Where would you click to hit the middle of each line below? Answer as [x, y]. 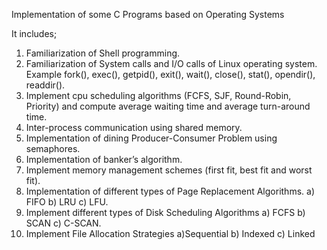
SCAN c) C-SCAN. [63, 223]
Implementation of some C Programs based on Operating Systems [148, 14]
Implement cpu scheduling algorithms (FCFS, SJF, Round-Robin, [158, 95]
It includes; [34, 33]
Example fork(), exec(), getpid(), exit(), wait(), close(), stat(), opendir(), [170, 74]
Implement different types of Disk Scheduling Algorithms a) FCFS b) [165, 212]
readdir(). [45, 85]
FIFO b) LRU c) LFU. [67, 202]
